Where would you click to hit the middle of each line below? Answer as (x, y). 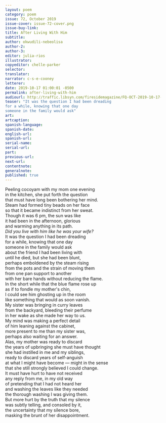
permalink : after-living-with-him (41, 93)
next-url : (15, 161)
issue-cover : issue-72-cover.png (40, 23)
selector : (15, 70)
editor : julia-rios (25, 56)
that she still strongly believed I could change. (52, 368)
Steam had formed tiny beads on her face (47, 205)
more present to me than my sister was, (45, 331)
